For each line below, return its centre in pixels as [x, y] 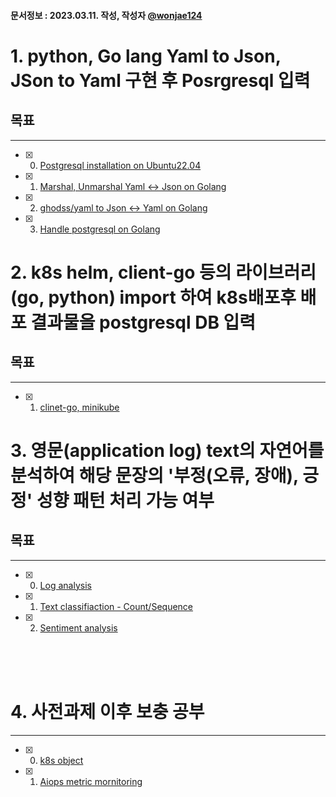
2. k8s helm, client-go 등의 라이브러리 [163, 272]
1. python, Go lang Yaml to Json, [146, 56]
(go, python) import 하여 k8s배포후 [153, 297]
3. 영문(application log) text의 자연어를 [167, 450]
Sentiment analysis [78, 627]
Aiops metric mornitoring [91, 781]
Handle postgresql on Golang [100, 229]
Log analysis [65, 585]
